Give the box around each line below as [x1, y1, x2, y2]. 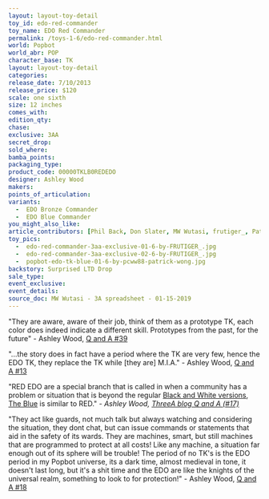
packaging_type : [8, 161, 62, 169]
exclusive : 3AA [8, 131, 59, 139]
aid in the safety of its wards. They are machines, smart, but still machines [8, 431, 254, 441]
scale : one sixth [8, 94, 66, 102]
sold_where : [8, 146, 48, 154]
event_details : [8, 288, 59, 296]
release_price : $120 [8, 86, 78, 95]
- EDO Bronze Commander [15, 205, 98, 213]
